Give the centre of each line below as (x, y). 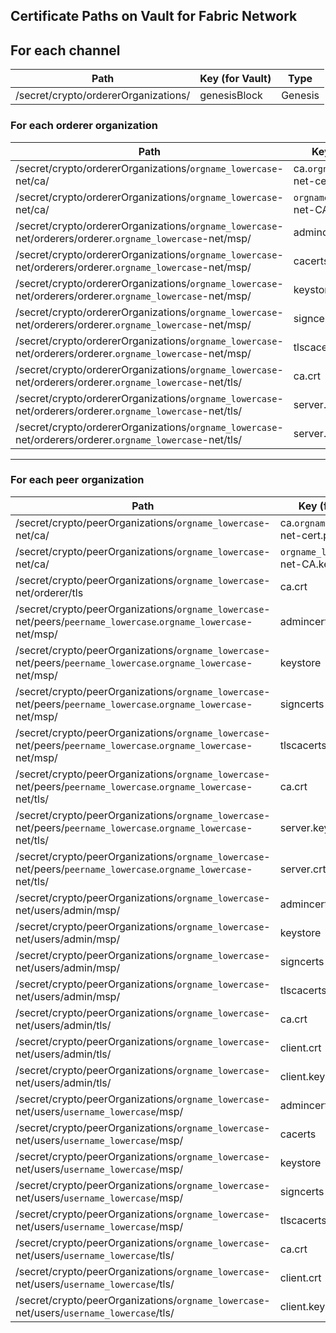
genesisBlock (231, 96)
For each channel (65, 50)
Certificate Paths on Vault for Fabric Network (154, 16)
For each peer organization (77, 480)
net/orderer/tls (49, 592)
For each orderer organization (84, 126)
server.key (304, 827)
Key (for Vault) (235, 79)
